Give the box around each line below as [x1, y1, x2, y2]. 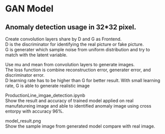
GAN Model [5, 3, 54, 14]
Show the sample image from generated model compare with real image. [5, 123, 155, 129]
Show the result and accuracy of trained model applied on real [5, 98, 134, 104]
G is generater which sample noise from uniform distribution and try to [5, 47, 150, 52]
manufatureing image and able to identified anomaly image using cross [5, 103, 151, 109]
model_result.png [5, 118, 41, 124]
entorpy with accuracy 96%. [5, 108, 64, 114]
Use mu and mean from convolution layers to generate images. [5, 62, 135, 67]
